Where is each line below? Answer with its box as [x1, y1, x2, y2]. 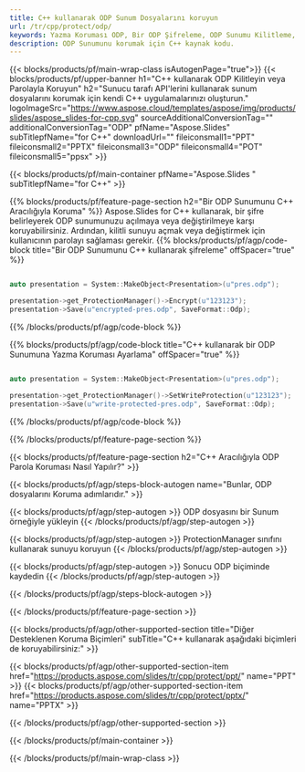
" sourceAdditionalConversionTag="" [134, 112, 274, 123]
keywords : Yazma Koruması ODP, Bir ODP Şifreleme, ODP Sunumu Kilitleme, [9, 30, 297, 39]
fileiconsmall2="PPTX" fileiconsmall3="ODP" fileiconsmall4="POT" [9, 141, 263, 152]
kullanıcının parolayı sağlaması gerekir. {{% [9, 235, 172, 246]
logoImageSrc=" [9, 102, 71, 114]
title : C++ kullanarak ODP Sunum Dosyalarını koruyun [9, 13, 219, 23]
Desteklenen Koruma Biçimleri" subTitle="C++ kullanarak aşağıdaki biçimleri [9, 633, 297, 644]
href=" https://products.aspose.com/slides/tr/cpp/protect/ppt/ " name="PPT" [9, 670, 297, 681]
